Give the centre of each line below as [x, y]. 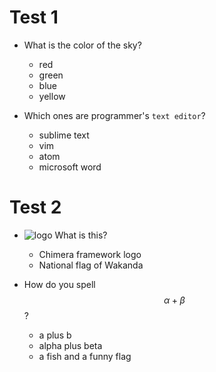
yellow [52, 96]
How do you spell [59, 284]
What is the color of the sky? [82, 45]
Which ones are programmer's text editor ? [114, 115]
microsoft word [70, 167]
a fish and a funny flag [85, 356]
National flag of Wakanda [91, 265]
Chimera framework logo [90, 254]
